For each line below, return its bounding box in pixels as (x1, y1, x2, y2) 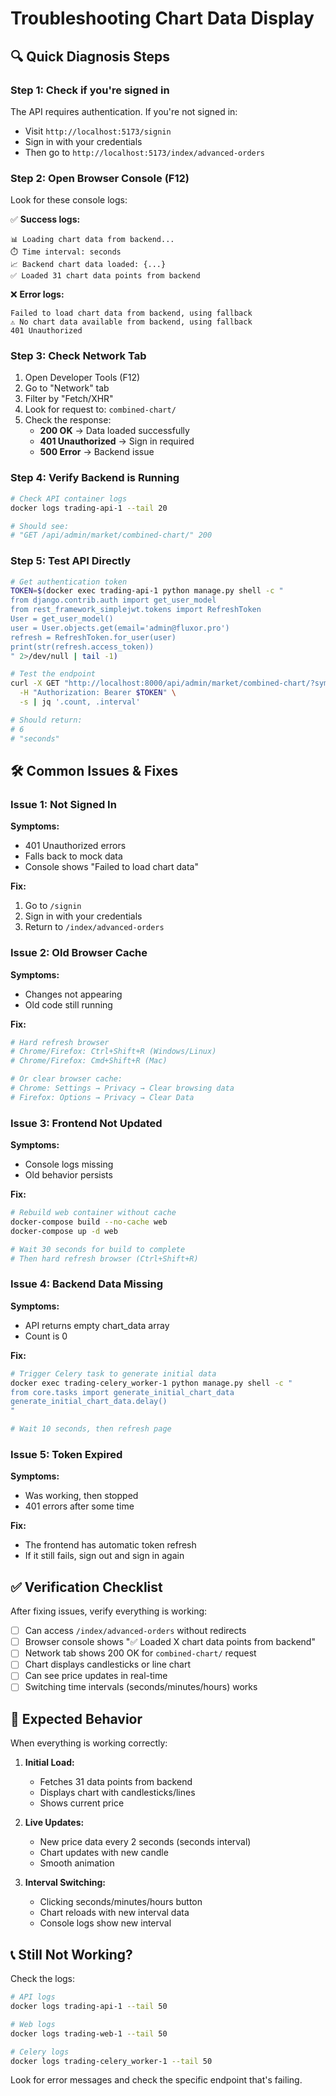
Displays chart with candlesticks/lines (39, 1787, 196, 1799)
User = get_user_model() (10, 614, 114, 624)
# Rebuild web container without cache (10, 1208, 177, 1218)
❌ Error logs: (10, 288, 65, 301)
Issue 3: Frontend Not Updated (10, 1116, 163, 1130)
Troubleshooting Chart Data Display (10, 7, 315, 30)
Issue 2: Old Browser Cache (10, 946, 148, 960)
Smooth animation (39, 1857, 115, 1869)
